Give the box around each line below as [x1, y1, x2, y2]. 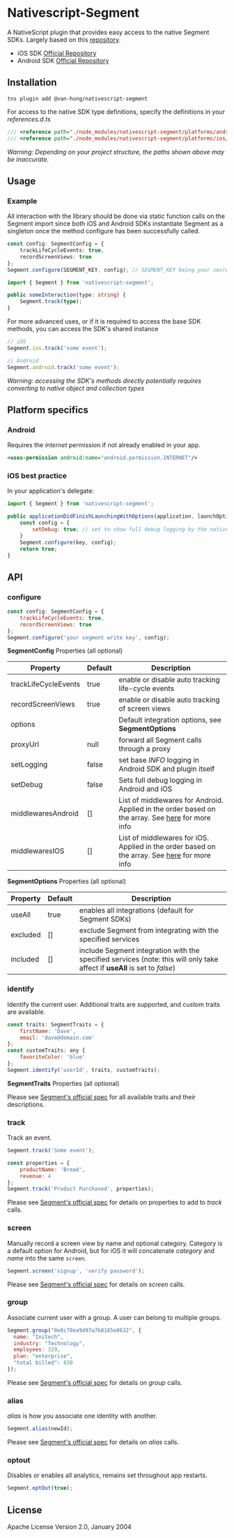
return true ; [19, 545, 58, 553]
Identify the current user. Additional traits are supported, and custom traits [7, 1000, 221, 1008]
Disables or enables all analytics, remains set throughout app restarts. [7, 1471, 208, 1479]
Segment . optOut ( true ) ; [7, 1485, 73, 1492]
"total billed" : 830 [13, 1359, 73, 1367]
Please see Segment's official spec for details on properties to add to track [7, 1198, 222, 1207]
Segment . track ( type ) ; [19, 298, 82, 305]
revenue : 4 [19, 1173, 52, 1180]
